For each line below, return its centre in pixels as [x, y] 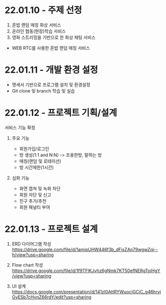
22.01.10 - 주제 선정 [43, 10]
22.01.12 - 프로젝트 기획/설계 [61, 113]
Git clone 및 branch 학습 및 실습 [43, 91]
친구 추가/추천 [33, 201]
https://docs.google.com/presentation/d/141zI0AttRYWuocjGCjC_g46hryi [86, 292]
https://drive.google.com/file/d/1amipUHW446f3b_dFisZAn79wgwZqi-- [85, 249]
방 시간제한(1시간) [37, 167]
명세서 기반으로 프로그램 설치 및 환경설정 [51, 85]
